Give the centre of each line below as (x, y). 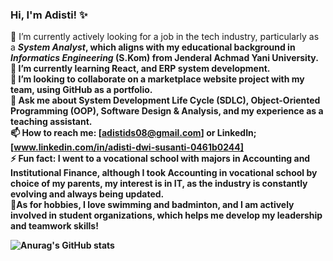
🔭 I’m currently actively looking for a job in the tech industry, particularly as (165, 37)
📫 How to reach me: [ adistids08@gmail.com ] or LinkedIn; (133, 133)
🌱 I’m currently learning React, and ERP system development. (140, 69)
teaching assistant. (51, 122)
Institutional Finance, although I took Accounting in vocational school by (164, 173)
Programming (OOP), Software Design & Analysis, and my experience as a (167, 111)
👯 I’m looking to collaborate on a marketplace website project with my (157, 79)
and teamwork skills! (54, 226)
